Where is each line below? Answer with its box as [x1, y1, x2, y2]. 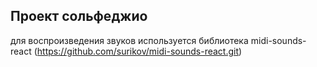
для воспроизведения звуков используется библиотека [10, 34, 249, 46]
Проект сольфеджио [10, 8, 148, 25]
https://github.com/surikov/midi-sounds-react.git [36, 45, 240, 57]
